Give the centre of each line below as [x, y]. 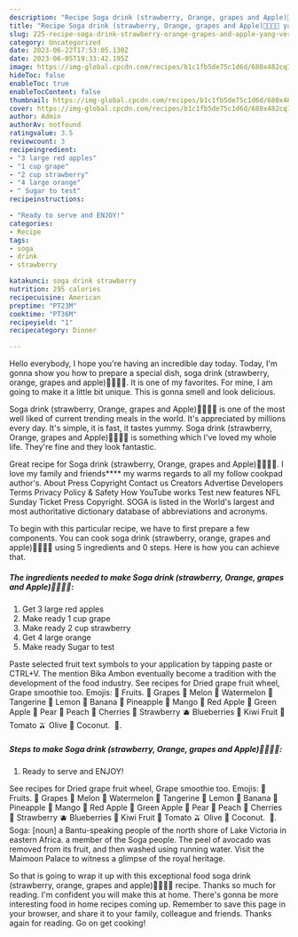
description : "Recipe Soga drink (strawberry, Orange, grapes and [134, 17]
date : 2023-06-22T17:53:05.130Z [69, 51]
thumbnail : [29, 100]
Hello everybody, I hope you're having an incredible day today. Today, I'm [143, 364]
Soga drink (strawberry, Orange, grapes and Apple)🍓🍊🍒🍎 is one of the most [147, 409]
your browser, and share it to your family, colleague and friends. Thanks [141, 914]
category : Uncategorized [55, 42]
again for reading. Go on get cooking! [78, 923]
